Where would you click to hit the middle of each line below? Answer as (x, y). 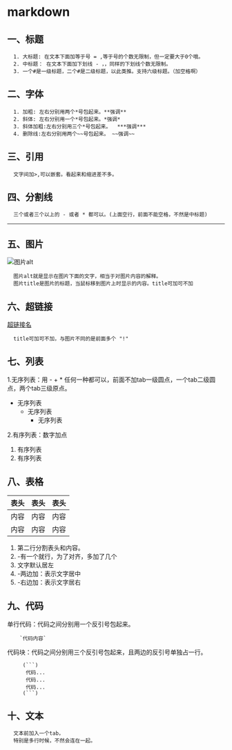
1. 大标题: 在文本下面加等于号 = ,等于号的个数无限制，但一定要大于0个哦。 (108, 57)
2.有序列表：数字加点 (37, 435)
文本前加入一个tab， (39, 733)
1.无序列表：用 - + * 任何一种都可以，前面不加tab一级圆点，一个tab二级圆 (112, 379)
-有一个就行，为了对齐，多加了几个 (67, 556)
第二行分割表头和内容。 (50, 547)
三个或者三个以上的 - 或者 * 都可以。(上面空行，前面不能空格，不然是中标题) (110, 215)
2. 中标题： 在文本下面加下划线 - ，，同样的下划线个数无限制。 (92, 64)
